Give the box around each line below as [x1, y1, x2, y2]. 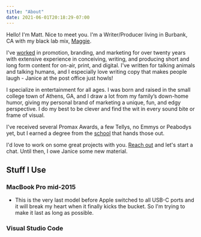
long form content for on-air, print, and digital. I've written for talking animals [6, 61, 196, 69]
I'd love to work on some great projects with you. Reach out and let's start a [6, 141, 193, 148]
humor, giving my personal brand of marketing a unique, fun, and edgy [6, 98, 181, 106]
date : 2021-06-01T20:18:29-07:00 [6, 14, 90, 20]
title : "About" [6, 8, 44, 15]
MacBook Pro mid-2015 [6, 182, 76, 191]
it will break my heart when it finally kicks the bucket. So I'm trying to [14, 203, 185, 210]
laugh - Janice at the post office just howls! [6, 74, 113, 82]
